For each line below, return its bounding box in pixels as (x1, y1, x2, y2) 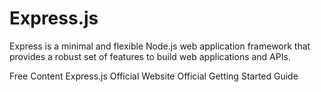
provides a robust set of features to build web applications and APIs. (9, 50, 291, 62)
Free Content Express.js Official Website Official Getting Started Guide (9, 70, 299, 82)
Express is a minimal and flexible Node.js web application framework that (9, 40, 311, 52)
